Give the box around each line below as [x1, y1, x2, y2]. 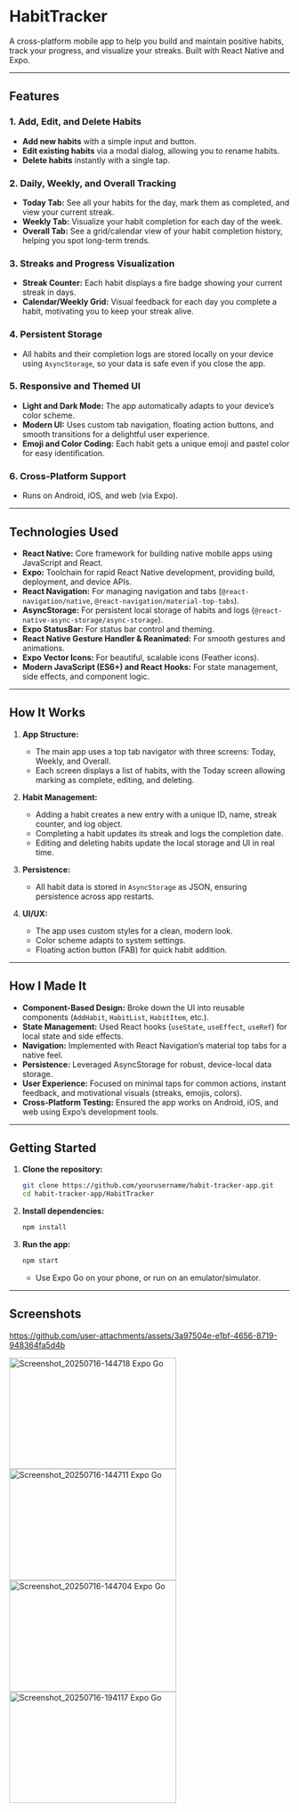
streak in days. [21, 287, 77, 298]
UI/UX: [21, 908, 48, 918]
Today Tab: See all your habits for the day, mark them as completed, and [21, 197, 290, 208]
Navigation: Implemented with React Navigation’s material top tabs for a [21, 1040, 287, 1050]
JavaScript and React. [21, 557, 104, 567]
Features [9, 89, 60, 104]
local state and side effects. [21, 1031, 125, 1041]
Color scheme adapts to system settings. [35, 935, 186, 945]
